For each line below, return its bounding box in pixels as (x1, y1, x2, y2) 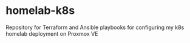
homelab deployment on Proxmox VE (5, 30, 98, 37)
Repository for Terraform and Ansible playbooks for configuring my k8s (5, 24, 185, 31)
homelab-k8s (5, 4, 75, 18)
